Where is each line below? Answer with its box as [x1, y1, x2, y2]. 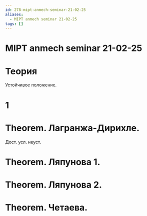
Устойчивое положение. [5, 82, 57, 88]
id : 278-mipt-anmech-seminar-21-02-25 [5, 7, 86, 12]
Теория [5, 65, 37, 77]
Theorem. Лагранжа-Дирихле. [5, 122, 140, 134]
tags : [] [5, 21, 23, 26]
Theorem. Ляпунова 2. [5, 179, 102, 190]
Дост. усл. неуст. [5, 139, 41, 145]
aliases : [5, 12, 23, 17]
